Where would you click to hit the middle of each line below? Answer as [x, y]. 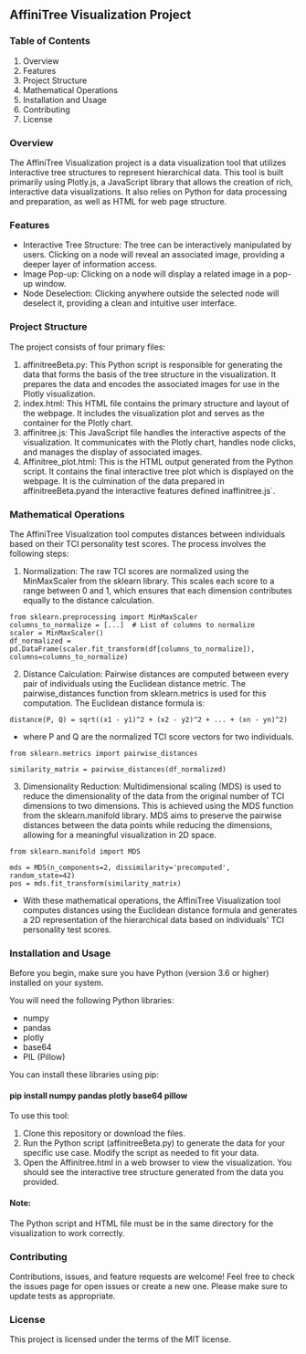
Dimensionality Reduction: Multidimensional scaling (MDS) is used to [152, 786]
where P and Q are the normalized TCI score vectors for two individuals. [158, 736]
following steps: [39, 553]
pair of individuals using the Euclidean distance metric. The [134, 683]
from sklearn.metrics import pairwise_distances [104, 753]
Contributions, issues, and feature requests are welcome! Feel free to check [152, 1276]
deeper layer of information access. [90, 265]
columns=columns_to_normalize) [69, 656]
